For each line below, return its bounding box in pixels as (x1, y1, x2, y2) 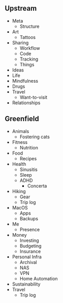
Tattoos (19, 34, 36, 40)
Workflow (19, 45, 40, 51)
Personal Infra (12, 254, 42, 260)
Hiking (12, 188, 26, 194)
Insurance (19, 248, 41, 254)
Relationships (12, 100, 41, 106)
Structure (19, 23, 40, 29)
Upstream (5, 4, 37, 13)
